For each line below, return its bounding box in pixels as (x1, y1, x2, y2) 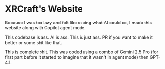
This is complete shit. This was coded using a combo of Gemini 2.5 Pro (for (5, 49, 159, 55)
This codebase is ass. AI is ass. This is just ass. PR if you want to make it (5, 34, 153, 40)
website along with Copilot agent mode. (5, 24, 86, 30)
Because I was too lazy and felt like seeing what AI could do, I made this (5, 20, 152, 25)
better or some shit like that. (5, 39, 63, 45)
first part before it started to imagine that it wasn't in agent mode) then (5, 54, 149, 60)
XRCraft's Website (5, 3, 83, 15)
